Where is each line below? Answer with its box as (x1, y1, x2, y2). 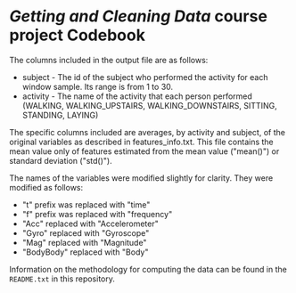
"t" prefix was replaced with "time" (21, 199, 151, 210)
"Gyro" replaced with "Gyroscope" (21, 227, 150, 238)
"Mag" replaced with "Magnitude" (21, 237, 147, 248)
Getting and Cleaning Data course (9, 6, 267, 27)
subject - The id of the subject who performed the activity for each (21, 71, 268, 82)
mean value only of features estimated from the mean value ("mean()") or (9, 145, 280, 157)
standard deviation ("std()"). (9, 155, 113, 166)
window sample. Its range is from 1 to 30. (21, 81, 174, 92)
